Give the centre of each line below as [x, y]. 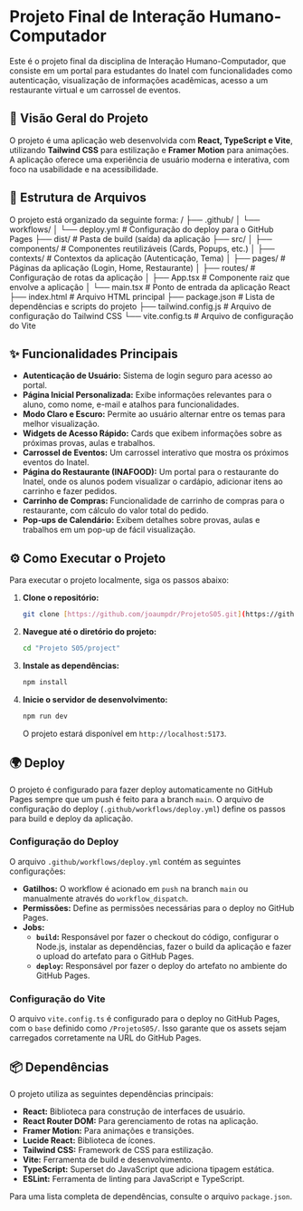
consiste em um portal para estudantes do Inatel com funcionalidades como [151, 71]
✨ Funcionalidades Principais [94, 354]
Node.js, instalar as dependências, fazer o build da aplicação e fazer [164, 946]
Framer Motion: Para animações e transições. [108, 1130]
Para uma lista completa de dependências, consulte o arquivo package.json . [151, 1196]
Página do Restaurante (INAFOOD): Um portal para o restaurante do [150, 472]
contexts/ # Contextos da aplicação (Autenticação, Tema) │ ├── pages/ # [148, 258]
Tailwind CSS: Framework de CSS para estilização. [118, 1149]
